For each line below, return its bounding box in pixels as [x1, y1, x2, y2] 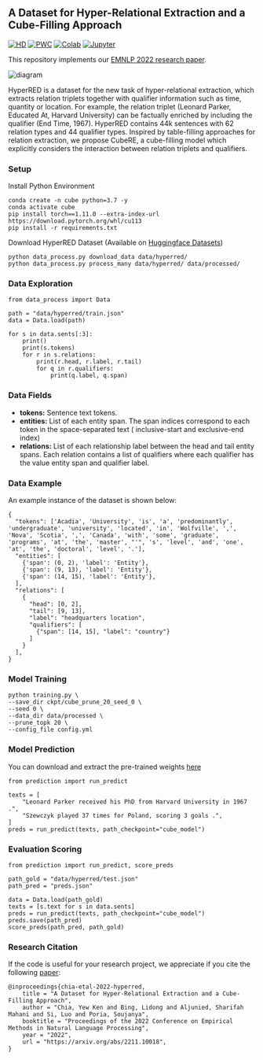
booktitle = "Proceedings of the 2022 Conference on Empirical [22, 1018, 234, 1025]
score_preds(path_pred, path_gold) [8, 923, 125, 931]
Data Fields [8, 390, 53, 401]
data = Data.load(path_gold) [8, 896, 104, 903]
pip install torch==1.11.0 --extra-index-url [8, 210, 159, 219]
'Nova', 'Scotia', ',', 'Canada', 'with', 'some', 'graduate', [8, 531, 220, 539]
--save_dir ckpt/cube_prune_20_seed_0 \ [8, 698, 143, 707]
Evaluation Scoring [8, 844, 82, 855]
